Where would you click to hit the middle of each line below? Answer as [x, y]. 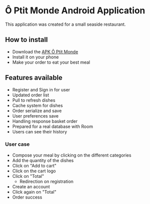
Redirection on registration [46, 181]
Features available [34, 78]
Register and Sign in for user [41, 89]
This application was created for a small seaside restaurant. [66, 24]
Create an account [31, 186]
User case [17, 144]
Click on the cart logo [34, 171]
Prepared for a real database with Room [53, 126]
